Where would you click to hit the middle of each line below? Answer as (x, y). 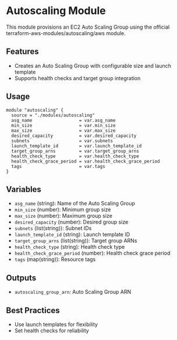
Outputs (21, 278)
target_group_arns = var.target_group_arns (75, 151)
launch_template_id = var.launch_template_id (77, 146)
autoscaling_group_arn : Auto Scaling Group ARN (73, 292)
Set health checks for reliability (52, 331)
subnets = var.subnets (62, 141)
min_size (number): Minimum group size (63, 210)
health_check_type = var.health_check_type (75, 156)
